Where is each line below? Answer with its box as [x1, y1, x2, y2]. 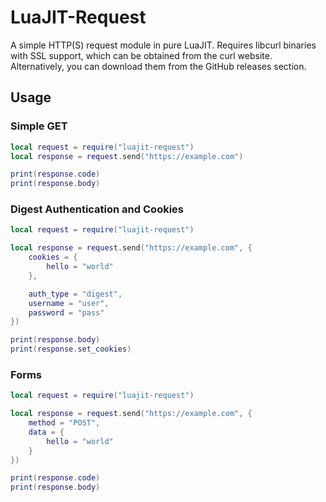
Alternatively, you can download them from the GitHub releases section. [10, 60, 307, 72]
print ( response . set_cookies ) [10, 344, 132, 355]
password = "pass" [28, 307, 105, 318]
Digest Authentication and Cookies [10, 202, 184, 216]
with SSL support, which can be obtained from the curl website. [10, 49, 273, 61]
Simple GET [10, 119, 68, 133]
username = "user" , [28, 298, 110, 308]
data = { [28, 427, 65, 437]
